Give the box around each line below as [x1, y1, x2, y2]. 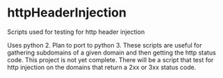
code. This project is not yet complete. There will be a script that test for [7, 55, 214, 64]
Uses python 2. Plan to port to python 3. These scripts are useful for [7, 41, 203, 49]
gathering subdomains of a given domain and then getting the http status [7, 48, 217, 57]
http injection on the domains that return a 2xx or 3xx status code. [7, 63, 197, 71]
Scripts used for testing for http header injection [7, 28, 145, 36]
